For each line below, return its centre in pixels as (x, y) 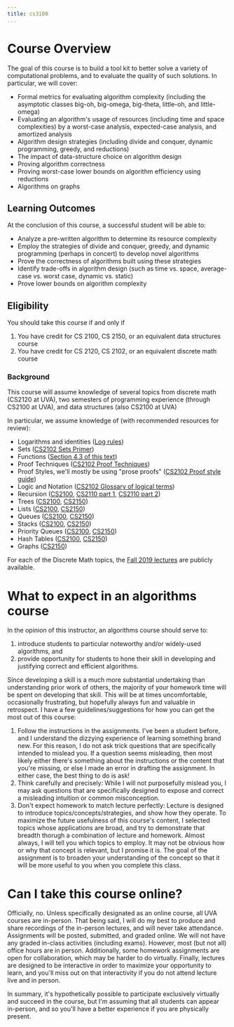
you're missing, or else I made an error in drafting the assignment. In (116, 768)
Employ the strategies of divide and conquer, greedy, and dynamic (113, 246)
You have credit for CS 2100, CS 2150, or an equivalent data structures (119, 336)
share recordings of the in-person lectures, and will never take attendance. (115, 928)
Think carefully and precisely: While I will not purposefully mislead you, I (122, 783)
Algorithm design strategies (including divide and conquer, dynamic (115, 141)
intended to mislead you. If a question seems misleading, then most (115, 754)
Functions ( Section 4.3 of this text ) (67, 457)
